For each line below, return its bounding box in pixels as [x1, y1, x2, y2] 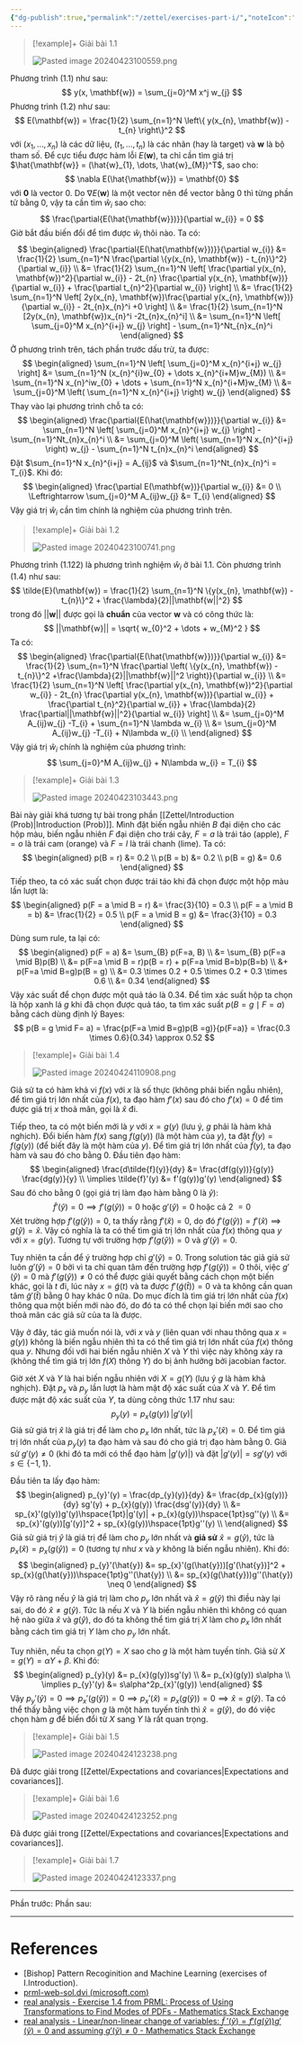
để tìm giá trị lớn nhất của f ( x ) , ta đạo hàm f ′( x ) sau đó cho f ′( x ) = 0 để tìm [10, 1094, 284, 1105]
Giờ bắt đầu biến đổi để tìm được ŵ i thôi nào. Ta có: [10, 228, 201, 241]
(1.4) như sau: [10, 570, 61, 581]
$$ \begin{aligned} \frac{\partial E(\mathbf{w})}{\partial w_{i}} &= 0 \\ [22, 481, 281, 492]
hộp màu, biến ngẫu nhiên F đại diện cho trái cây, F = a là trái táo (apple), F [10, 829, 290, 839]
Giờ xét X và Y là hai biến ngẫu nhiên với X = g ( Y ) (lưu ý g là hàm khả [10, 1373, 266, 1384]
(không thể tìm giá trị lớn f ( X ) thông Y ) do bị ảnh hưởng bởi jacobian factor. [10, 1356, 287, 1367]
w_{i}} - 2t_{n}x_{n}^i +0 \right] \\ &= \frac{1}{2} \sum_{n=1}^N [52, 301, 283, 312]
